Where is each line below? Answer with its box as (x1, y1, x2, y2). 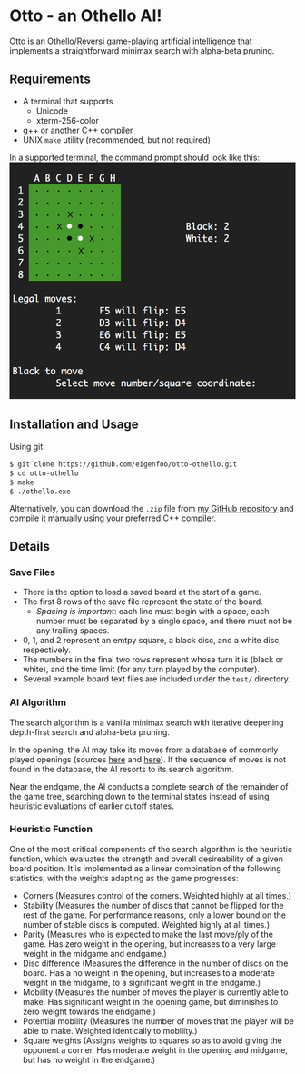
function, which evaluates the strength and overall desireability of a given (9, 853, 284, 864)
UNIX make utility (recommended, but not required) (22, 134, 212, 145)
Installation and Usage (9, 417, 139, 433)
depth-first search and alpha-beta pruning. (9, 726, 171, 737)
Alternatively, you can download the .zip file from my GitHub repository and (9, 502, 294, 513)
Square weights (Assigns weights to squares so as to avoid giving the (22, 1035, 283, 1046)
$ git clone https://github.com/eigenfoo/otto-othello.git (9, 460, 238, 469)
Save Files (9, 565, 56, 578)
